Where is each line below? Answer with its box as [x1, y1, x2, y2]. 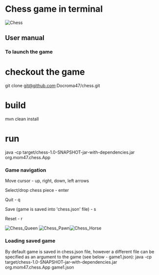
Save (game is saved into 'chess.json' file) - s [5, 206, 97, 212]
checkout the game [5, 67, 85, 78]
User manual [5, 34, 45, 42]
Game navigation [5, 166, 46, 173]
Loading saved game [5, 237, 56, 244]
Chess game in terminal [5, 3, 103, 15]
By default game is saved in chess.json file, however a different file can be [5, 249, 155, 254]
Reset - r [5, 216, 23, 222]
